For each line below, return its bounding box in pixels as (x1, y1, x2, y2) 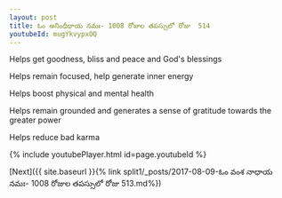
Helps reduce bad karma (9, 132, 101, 143)
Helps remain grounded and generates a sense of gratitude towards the (9, 106, 272, 116)
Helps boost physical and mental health (9, 88, 154, 99)
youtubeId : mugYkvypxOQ (9, 29, 98, 38)
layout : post (9, 12, 58, 22)
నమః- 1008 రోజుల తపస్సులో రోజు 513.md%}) (9, 178, 162, 189)
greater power (9, 115, 61, 125)
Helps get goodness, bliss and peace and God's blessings (9, 54, 222, 65)
